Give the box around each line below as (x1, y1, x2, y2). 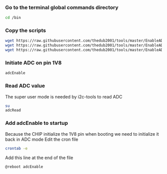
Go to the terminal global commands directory (5, 4, 119, 11)
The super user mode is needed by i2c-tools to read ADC (5, 93, 123, 99)
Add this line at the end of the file (5, 155, 74, 161)
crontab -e (5, 146, 28, 151)
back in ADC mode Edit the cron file (5, 136, 79, 142)
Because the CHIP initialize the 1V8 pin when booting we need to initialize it (5, 131, 159, 137)
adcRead (5, 108, 21, 113)
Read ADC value (5, 83, 45, 89)
